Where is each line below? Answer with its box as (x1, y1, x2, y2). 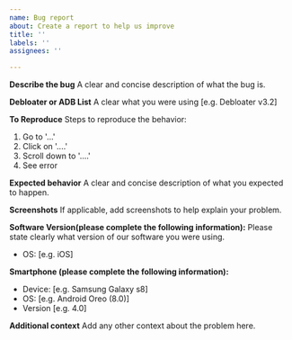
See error (22, 160, 58, 171)
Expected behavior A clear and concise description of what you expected (9, 177, 284, 189)
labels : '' (9, 38, 50, 48)
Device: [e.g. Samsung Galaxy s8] (22, 284, 148, 295)
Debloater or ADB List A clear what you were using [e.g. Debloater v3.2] (9, 96, 278, 108)
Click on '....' (22, 141, 68, 152)
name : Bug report (9, 13, 75, 22)
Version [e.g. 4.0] (22, 303, 87, 314)
